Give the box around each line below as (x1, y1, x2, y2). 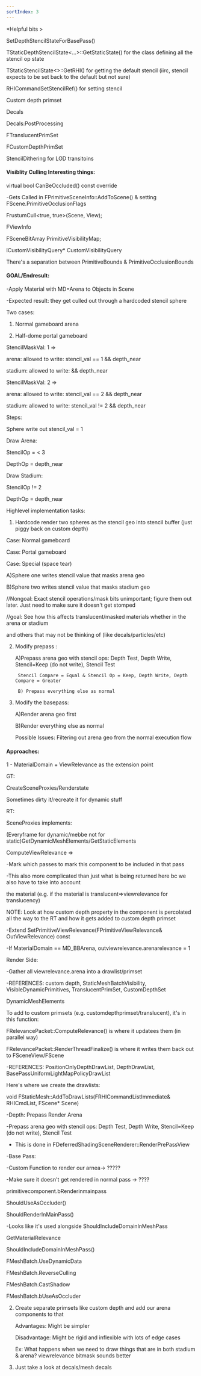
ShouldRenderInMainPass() (6, 1211, 74, 1218)
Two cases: (6, 309, 35, 316)
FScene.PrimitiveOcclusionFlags (6, 200, 87, 207)
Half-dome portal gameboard (14, 332, 88, 339)
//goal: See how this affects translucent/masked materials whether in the (6, 613, 187, 621)
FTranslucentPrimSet (6, 131, 58, 138)
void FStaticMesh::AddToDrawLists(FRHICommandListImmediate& (6, 1093, 171, 1100)
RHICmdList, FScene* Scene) (6, 1100, 79, 1107)
